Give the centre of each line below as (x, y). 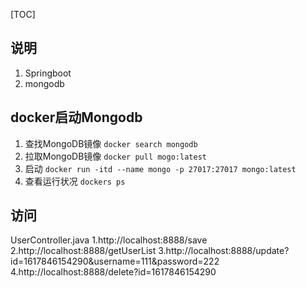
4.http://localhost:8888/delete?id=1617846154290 (113, 272)
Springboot (48, 73)
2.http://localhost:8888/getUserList (83, 251)
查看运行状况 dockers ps (75, 181)
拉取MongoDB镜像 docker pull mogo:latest (115, 156)
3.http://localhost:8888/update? (224, 251)
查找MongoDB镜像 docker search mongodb (111, 143)
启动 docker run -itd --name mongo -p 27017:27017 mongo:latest (160, 168)
